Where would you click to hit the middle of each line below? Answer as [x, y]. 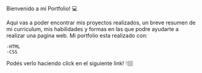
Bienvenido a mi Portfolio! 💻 [42, 9]
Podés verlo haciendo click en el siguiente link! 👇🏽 [70, 63]
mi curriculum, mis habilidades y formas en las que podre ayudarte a [92, 29]
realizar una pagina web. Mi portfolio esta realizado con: [77, 36]
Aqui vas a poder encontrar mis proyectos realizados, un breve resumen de [101, 23]
